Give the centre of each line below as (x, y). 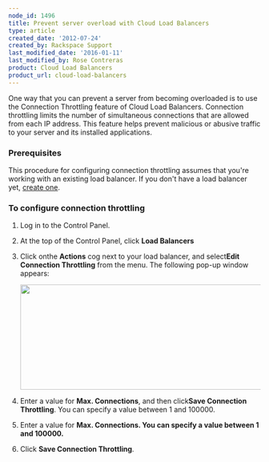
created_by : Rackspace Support (60, 46)
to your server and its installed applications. (80, 132)
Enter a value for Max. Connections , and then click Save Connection (133, 401)
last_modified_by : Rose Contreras (66, 61)
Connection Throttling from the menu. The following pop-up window (134, 265)
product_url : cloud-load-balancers (68, 75)
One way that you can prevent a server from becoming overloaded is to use (133, 98)
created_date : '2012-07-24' (55, 38)
